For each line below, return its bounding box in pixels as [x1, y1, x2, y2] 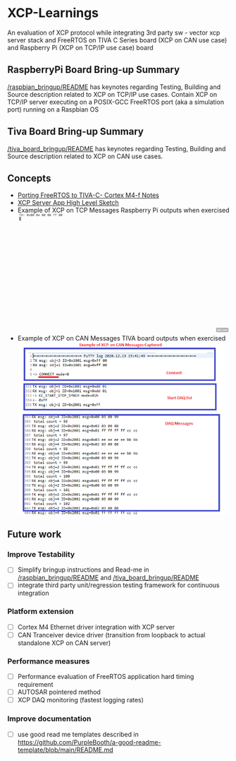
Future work [7, 528, 62, 540]
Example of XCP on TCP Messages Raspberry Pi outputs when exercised [17, 206, 230, 215]
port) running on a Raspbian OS [7, 105, 99, 114]
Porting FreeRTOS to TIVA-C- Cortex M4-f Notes [17, 191, 160, 199]
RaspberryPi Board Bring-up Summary [7, 64, 180, 76]
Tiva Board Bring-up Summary [7, 126, 144, 138]
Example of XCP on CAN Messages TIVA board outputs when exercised [17, 334, 226, 343]
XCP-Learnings [7, 5, 99, 21]
